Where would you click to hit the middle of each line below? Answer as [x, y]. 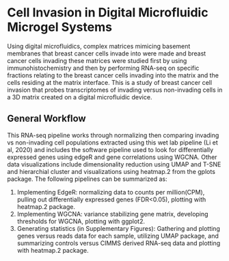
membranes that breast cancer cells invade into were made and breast [107, 53]
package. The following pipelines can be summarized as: [87, 179]
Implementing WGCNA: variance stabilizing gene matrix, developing [112, 214]
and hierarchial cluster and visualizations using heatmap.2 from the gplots [111, 171]
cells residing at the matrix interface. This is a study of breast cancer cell [110, 82]
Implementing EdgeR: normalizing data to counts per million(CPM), [111, 192]
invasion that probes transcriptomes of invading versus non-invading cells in [115, 90]
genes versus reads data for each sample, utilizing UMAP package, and [118, 236]
